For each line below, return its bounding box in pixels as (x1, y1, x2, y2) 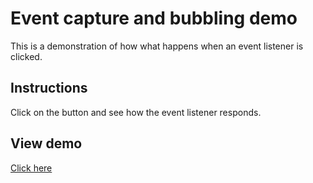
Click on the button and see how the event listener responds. (10, 106, 262, 118)
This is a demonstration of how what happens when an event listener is (10, 40, 304, 52)
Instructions (10, 80, 88, 97)
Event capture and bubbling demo (10, 7, 298, 30)
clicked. (10, 50, 43, 62)
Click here (10, 162, 53, 174)
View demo (10, 135, 83, 152)
